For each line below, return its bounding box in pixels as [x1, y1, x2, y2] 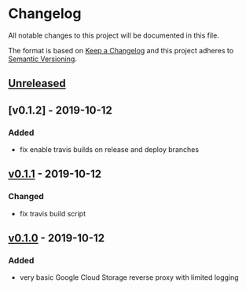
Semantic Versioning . [8, 54, 77, 63]
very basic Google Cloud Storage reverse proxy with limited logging [19, 273, 239, 282]
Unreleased [8, 77, 67, 90]
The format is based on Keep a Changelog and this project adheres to [8, 45, 234, 55]
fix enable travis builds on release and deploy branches [19, 145, 199, 154]
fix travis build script [19, 208, 86, 218]
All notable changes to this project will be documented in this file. [8, 31, 220, 40]
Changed [8, 191, 45, 202]
